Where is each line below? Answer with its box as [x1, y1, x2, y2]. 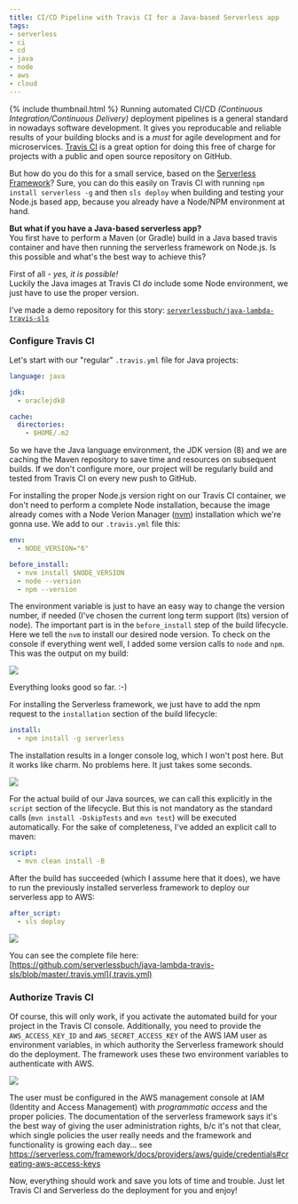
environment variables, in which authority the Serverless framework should [9, 1039, 284, 1049]
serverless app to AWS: [9, 891, 95, 902]
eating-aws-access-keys [9, 1158, 101, 1168]
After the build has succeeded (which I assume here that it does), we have [9, 873, 281, 883]
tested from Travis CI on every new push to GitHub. [9, 473, 197, 484]
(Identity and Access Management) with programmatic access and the [9, 1101, 268, 1112]
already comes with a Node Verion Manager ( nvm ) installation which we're [9, 509, 282, 520]
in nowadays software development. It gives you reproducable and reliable [9, 122, 282, 133]
